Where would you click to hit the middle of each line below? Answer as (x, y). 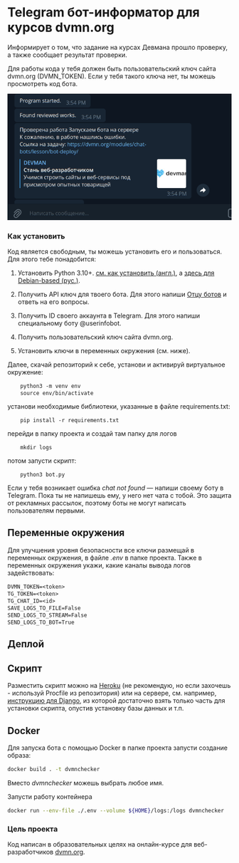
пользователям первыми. (46, 511)
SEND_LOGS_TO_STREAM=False (47, 615)
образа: (19, 755)
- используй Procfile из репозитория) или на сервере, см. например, (112, 693)
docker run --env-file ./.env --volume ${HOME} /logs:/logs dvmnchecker (116, 810)
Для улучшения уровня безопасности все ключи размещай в (101, 550)
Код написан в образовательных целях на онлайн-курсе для (100, 844)
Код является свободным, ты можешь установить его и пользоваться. (115, 252)
